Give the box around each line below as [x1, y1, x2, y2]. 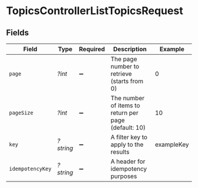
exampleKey [155, 140, 189, 149]
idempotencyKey [9, 166, 52, 172]
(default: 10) [110, 124, 146, 131]
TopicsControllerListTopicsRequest [6, 4, 184, 18]
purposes [110, 172, 137, 180]
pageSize [9, 110, 34, 116]
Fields [6, 28, 29, 38]
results [110, 148, 130, 156]
